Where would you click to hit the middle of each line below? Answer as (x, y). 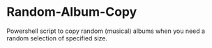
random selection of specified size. (57, 38)
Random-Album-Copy (72, 12)
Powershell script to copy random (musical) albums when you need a (106, 31)
